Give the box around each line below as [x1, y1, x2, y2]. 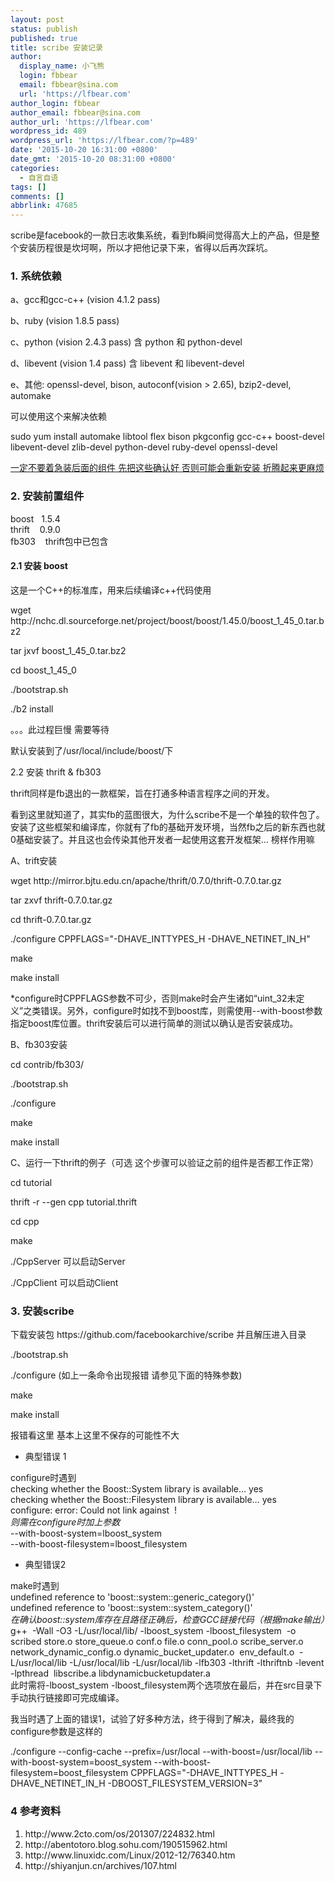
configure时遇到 [10, 1472, 77, 1484]
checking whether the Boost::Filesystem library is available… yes [10, 1494, 277, 1506]
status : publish [10, 24, 78, 34]
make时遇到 [10, 1580, 60, 1592]
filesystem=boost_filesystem [10, 1767, 129, 1779]
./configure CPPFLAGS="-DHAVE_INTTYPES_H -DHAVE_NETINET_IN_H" [10, 932, 311, 945]
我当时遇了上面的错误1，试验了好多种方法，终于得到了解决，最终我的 [10, 1713, 295, 1725]
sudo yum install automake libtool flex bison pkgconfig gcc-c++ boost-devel [10, 431, 325, 443]
